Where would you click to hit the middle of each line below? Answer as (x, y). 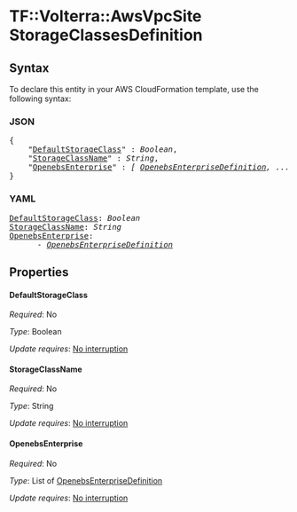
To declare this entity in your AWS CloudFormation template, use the (134, 89)
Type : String (31, 406)
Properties (39, 272)
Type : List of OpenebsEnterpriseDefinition (86, 480)
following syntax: (40, 98)
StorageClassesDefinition (106, 35)
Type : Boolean (35, 332)
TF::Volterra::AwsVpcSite (106, 16)
